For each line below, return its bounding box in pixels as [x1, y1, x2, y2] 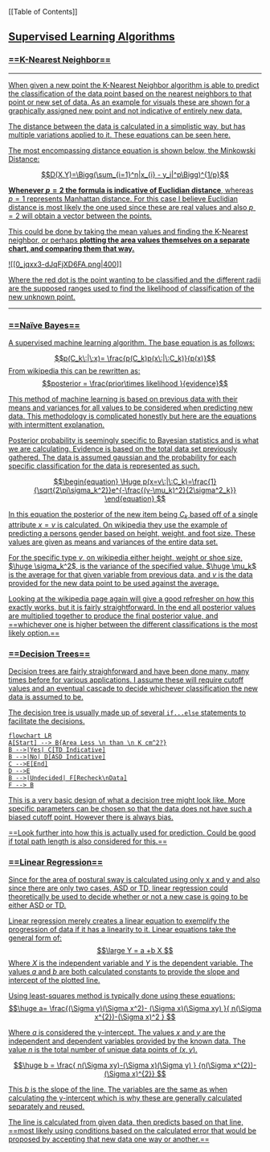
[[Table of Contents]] [8, 7, 78, 16]
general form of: [8, 933, 63, 943]
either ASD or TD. [8, 901, 67, 910]
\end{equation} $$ [104, 493, 166, 503]
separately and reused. [8, 1102, 85, 1112]
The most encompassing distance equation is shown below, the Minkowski [8, 145, 256, 155]
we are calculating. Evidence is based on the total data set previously [8, 444, 238, 453]
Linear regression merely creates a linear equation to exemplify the [8, 916, 231, 926]
